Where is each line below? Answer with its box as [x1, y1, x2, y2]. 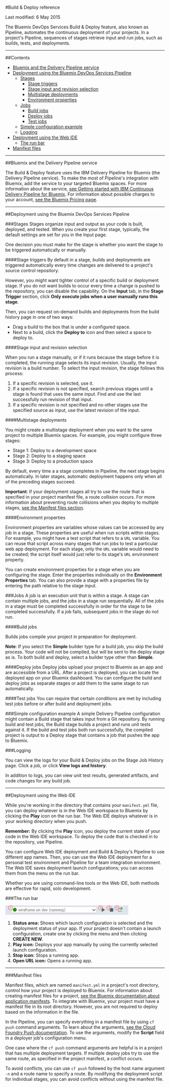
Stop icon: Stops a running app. [12, 952, 79, 958]
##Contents [5, 55, 30, 60]
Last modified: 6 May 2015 [5, 14, 61, 20]
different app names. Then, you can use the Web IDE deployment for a [5, 854, 152, 860]
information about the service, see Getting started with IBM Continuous [5, 186, 154, 192]
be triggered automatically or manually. [5, 247, 87, 253]
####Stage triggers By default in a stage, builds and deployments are [5, 257, 151, 263]
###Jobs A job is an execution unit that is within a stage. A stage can [5, 592, 149, 598]
